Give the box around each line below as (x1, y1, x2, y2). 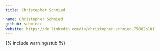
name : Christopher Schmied (5, 16, 63, 22)
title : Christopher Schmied (5, 7, 66, 13)
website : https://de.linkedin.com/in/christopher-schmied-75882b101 (5, 26, 155, 31)
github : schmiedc (5, 21, 43, 27)
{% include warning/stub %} (5, 40, 66, 46)
